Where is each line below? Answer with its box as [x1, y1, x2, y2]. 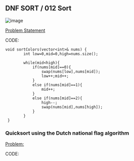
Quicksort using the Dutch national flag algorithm [5, 129, 129, 136]
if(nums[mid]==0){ [32, 64, 71, 70]
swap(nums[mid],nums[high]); [41, 104, 103, 109]
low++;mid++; [41, 73, 69, 78]
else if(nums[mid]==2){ [32, 96, 82, 101]
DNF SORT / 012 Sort [5, 4, 72, 13]
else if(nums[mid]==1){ [32, 82, 82, 88]
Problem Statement [5, 27, 46, 33]
